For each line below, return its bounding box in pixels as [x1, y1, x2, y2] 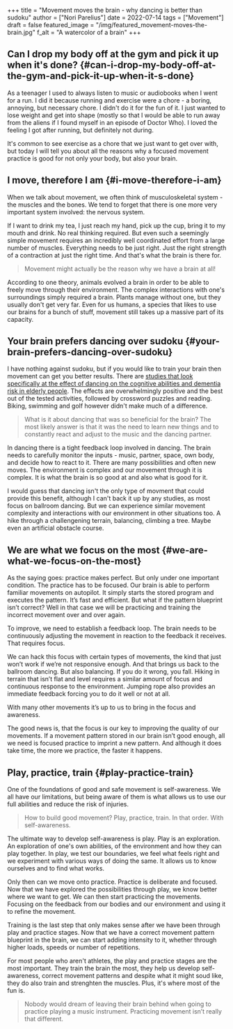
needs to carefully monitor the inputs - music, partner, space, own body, [7, 451, 215, 459]
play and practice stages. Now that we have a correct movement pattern [7, 928, 215, 937]
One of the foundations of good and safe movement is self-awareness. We [7, 785, 221, 794]
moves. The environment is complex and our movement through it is [7, 466, 203, 474]
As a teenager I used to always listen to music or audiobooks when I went [7, 89, 218, 97]
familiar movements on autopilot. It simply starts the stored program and [7, 588, 214, 597]
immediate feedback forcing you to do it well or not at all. [7, 690, 170, 698]
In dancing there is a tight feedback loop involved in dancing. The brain [7, 443, 211, 452]
